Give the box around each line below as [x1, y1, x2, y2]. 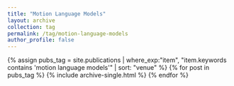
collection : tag [7, 23, 55, 30]
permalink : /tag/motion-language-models [7, 30, 129, 37]
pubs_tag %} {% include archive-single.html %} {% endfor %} [7, 71, 189, 80]
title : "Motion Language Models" [7, 10, 106, 18]
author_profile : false [7, 37, 74, 44]
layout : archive [7, 17, 55, 24]
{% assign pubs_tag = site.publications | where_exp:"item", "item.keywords [7, 56, 227, 64]
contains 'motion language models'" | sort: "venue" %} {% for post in [7, 63, 210, 72]
